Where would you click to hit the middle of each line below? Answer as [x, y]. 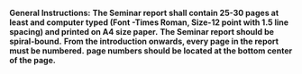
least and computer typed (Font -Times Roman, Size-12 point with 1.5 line [149, 22]
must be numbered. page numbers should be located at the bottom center [151, 51]
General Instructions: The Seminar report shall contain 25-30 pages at [144, 13]
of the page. [32, 60]
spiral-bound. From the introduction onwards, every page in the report [144, 41]
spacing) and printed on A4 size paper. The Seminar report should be [142, 32]
